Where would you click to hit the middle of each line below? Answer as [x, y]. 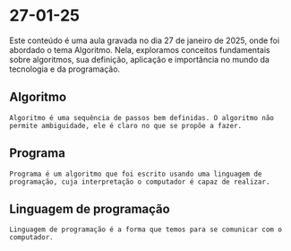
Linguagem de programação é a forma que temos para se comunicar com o [145, 229]
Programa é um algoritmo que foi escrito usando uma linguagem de [136, 174]
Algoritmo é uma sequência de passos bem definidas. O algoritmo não [142, 117]
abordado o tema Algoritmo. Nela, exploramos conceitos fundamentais [140, 49]
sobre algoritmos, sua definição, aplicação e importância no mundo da [140, 59]
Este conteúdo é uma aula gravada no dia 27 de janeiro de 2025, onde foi [145, 40]
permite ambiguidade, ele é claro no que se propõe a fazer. [126, 125]
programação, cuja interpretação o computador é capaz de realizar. [140, 182]
